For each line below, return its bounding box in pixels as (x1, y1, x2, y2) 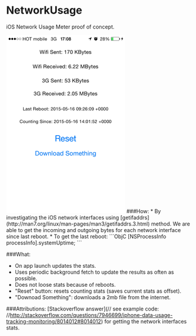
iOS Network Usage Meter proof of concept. (6, 23, 115, 30)
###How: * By (126, 207, 162, 214)
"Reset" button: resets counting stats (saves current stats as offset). (14, 287, 182, 294)
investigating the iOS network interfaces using (6, 214, 119, 221)
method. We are (151, 220, 190, 227)
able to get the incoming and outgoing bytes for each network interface (6, 226, 181, 233)
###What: (6, 251, 31, 258)
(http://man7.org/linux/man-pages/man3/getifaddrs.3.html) (6, 220, 150, 227)
